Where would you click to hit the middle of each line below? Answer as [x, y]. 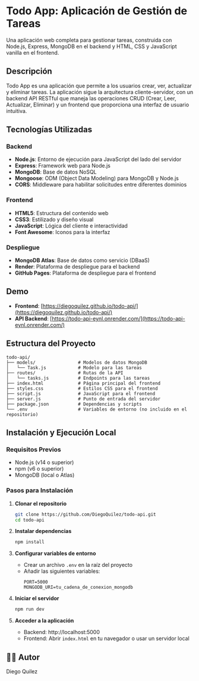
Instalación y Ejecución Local [61, 433]
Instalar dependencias [43, 531]
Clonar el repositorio [41, 503]
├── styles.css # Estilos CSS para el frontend [82, 388]
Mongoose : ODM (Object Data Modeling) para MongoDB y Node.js [97, 178]
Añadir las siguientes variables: [62, 571]
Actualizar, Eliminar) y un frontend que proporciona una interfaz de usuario [98, 105]
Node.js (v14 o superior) [44, 462]
